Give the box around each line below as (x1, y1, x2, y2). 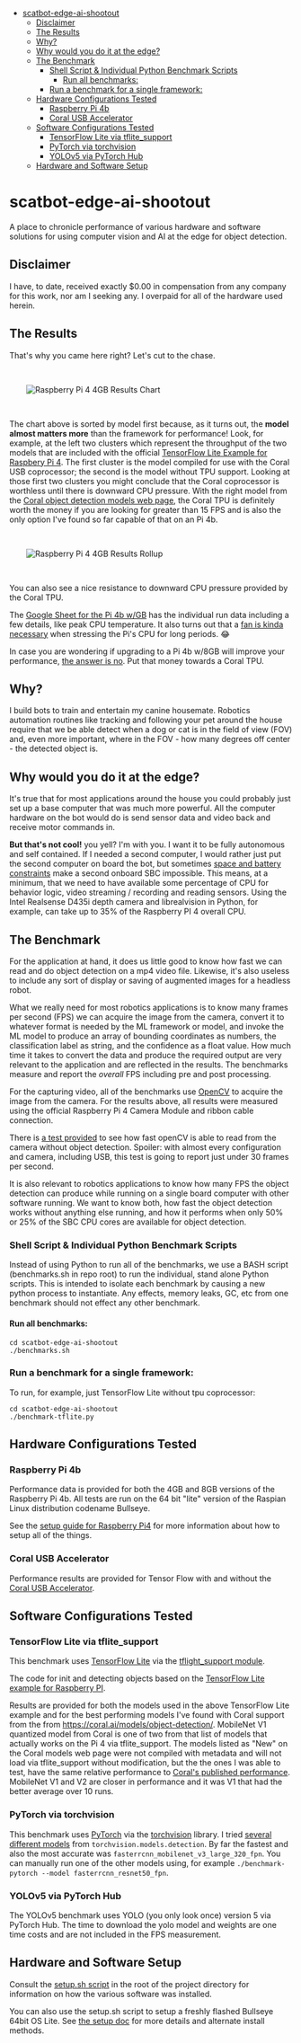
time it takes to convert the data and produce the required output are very (9, 1050, 282, 1060)
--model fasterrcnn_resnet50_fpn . (41, 1867, 169, 1878)
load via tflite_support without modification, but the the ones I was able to (9, 1757, 281, 1768)
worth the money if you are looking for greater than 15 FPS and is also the (9, 504, 281, 515)
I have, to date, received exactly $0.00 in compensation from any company (9, 280, 287, 291)
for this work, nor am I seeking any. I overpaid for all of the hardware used (9, 290, 283, 301)
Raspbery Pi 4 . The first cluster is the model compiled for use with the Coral (9, 456, 290, 467)
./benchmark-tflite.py (9, 1412, 94, 1421)
